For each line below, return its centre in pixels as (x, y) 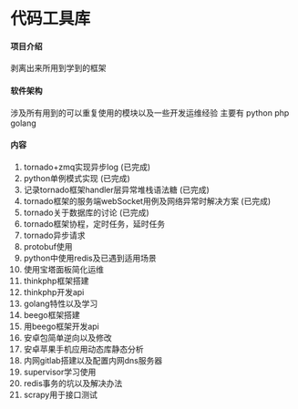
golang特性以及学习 (61, 303)
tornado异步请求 (54, 235)
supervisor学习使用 (60, 372)
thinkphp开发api (54, 291)
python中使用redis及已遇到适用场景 (90, 258)
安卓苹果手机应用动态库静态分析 (83, 349)
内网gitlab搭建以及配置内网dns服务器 (93, 360)
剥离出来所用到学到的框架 (58, 68)
